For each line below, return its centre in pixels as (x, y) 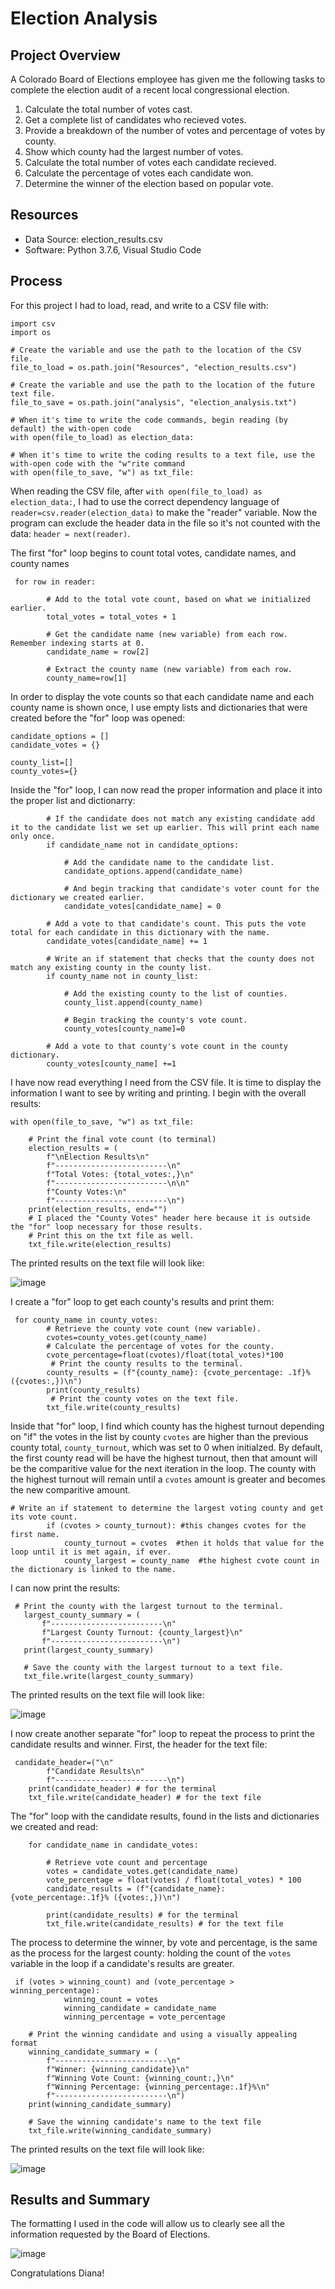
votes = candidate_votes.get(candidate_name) (143, 1871)
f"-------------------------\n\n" (118, 1183)
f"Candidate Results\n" (95, 1771)
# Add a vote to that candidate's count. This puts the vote (176, 923)
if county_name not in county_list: (122, 976)
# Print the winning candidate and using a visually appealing (163, 2034)
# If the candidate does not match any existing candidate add (180, 818)
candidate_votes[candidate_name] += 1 (127, 941)
